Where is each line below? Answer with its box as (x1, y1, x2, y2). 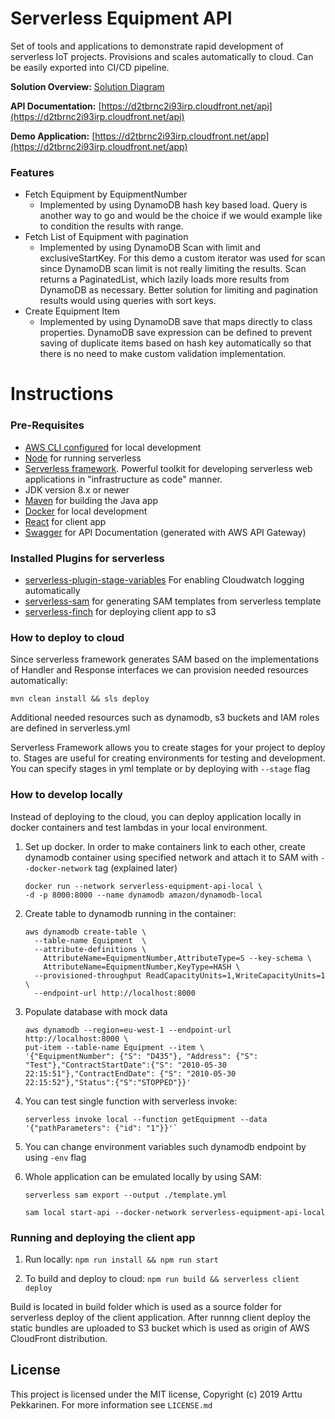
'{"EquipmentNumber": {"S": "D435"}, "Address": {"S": (24, 1051, 259, 1061)
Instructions (10, 383, 114, 406)
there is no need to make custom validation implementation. (39, 348, 287, 360)
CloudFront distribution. (10, 1332, 108, 1344)
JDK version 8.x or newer (24, 483, 130, 496)
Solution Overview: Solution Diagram (10, 80, 165, 92)
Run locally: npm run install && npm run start (24, 1253, 219, 1265)
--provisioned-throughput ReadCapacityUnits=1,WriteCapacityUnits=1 (34, 970, 326, 981)
